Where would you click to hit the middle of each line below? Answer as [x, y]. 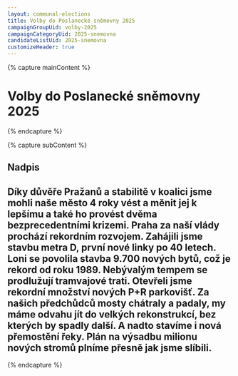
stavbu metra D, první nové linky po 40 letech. [112, 247]
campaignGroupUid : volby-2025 [52, 27]
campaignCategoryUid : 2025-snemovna [62, 34]
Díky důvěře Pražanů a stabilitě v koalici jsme [110, 192]
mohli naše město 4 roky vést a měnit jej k [102, 203]
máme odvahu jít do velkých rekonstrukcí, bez [112, 314]
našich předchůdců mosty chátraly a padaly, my [117, 303]
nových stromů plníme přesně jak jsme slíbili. [110, 348]
